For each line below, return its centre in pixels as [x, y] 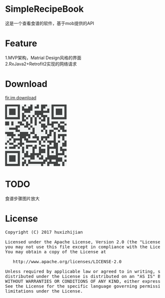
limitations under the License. [44, 291]
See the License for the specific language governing [71, 286]
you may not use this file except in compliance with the [76, 247]
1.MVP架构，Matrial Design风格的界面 [43, 58]
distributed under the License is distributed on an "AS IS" [80, 276]
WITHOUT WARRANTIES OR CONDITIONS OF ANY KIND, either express [83, 281]
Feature [21, 44]
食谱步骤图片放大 [22, 198]
